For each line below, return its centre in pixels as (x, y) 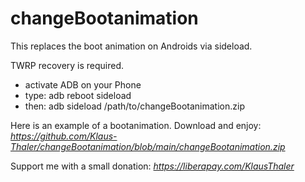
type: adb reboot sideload (78, 95)
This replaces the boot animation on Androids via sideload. (131, 46)
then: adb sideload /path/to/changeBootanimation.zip (134, 106)
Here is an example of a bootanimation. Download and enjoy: (136, 125)
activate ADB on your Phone (83, 84)
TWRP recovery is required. (67, 65)
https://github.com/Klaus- (64, 136)
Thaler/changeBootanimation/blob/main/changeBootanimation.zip (148, 146)
